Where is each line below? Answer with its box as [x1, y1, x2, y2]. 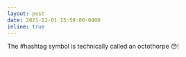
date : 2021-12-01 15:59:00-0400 [7, 17, 101, 24]
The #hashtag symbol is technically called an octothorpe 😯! [7, 42, 179, 51]
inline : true [7, 23, 45, 30]
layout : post [7, 10, 45, 17]
